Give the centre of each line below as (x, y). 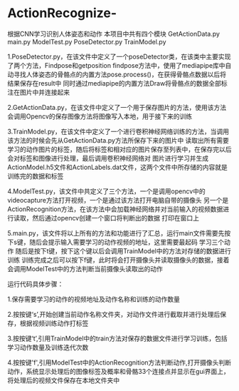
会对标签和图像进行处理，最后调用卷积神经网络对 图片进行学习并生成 (108, 158)
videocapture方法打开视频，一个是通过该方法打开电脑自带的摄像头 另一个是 (118, 200)
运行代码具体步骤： (36, 284)
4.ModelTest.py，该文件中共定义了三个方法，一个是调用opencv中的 (107, 191)
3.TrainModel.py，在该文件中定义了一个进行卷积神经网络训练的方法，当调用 (118, 131)
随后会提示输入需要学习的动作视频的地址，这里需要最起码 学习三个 (127, 242)
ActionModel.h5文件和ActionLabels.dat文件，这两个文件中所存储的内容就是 (117, 167)
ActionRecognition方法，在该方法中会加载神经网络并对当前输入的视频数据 (115, 209)
